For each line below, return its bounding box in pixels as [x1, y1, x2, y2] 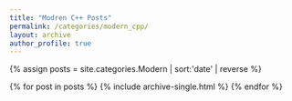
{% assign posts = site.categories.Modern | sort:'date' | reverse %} [9, 64, 262, 75]
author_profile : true [9, 38, 92, 48]
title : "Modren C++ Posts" [9, 13, 112, 23]
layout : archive [9, 30, 71, 39]
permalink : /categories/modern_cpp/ [9, 22, 149, 31]
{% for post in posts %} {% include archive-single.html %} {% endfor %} [9, 81, 283, 92]
